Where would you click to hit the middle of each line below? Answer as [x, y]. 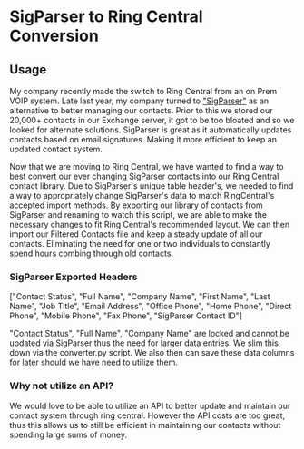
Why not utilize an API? [61, 386]
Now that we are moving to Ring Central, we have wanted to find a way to [147, 166]
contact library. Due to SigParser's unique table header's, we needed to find [152, 186]
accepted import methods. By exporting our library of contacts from [136, 205]
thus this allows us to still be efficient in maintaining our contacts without [145, 425]
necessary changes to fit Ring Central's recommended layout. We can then [150, 224]
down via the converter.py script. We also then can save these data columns [152, 353]
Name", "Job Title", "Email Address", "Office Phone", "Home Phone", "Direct [151, 307]
